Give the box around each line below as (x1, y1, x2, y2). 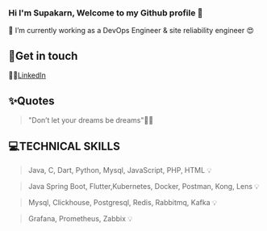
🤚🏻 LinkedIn (8, 70, 47, 80)
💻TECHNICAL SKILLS (8, 140, 121, 153)
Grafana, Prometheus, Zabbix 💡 (27, 213, 133, 223)
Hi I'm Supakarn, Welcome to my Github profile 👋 (8, 7, 203, 19)
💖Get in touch (8, 48, 78, 63)
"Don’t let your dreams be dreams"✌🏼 (27, 115, 154, 124)
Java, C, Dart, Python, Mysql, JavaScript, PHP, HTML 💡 (27, 165, 212, 174)
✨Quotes (8, 94, 55, 107)
